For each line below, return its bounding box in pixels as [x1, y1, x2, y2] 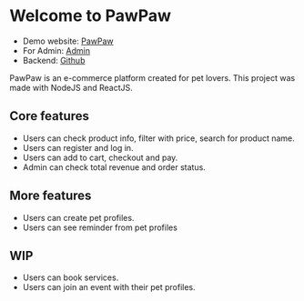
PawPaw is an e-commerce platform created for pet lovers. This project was [9, 72, 296, 83]
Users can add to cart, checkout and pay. [22, 152, 178, 163]
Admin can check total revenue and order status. [22, 161, 207, 173]
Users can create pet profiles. [22, 212, 135, 223]
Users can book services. [22, 272, 119, 283]
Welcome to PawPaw [9, 5, 171, 26]
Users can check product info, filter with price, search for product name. [22, 133, 296, 144]
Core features [9, 108, 89, 124]
